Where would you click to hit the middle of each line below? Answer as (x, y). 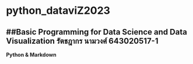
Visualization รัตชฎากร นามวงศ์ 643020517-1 (82, 41)
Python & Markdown (31, 55)
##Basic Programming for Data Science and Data (97, 32)
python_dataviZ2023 (58, 11)
